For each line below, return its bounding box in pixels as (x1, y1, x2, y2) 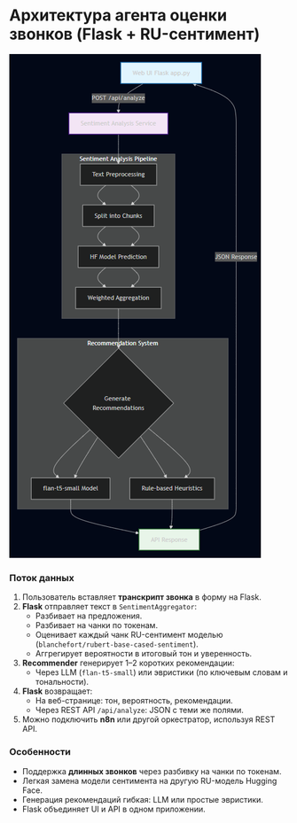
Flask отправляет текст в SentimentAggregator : (21, 602, 198, 612)
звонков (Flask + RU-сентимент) (9, 24, 261, 44)
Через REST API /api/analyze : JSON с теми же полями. (35, 705, 244, 716)
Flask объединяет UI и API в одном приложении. (21, 804, 206, 814)
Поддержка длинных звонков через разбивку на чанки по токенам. (21, 765, 282, 776)
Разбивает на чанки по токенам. (35, 620, 158, 631)
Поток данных (9, 571, 74, 584)
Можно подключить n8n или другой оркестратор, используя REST (21, 714, 276, 725)
